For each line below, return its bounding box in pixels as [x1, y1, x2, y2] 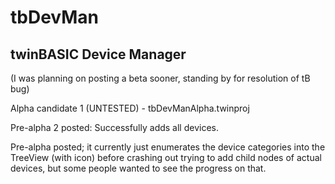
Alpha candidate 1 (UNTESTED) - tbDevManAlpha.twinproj [10, 102, 250, 114]
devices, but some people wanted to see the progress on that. [10, 162, 267, 174]
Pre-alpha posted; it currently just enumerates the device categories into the [10, 141, 326, 153]
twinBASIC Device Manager [10, 46, 187, 63]
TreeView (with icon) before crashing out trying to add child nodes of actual [10, 152, 322, 163]
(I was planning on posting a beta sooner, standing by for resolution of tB [10, 72, 311, 84]
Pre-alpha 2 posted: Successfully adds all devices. [10, 122, 219, 133]
